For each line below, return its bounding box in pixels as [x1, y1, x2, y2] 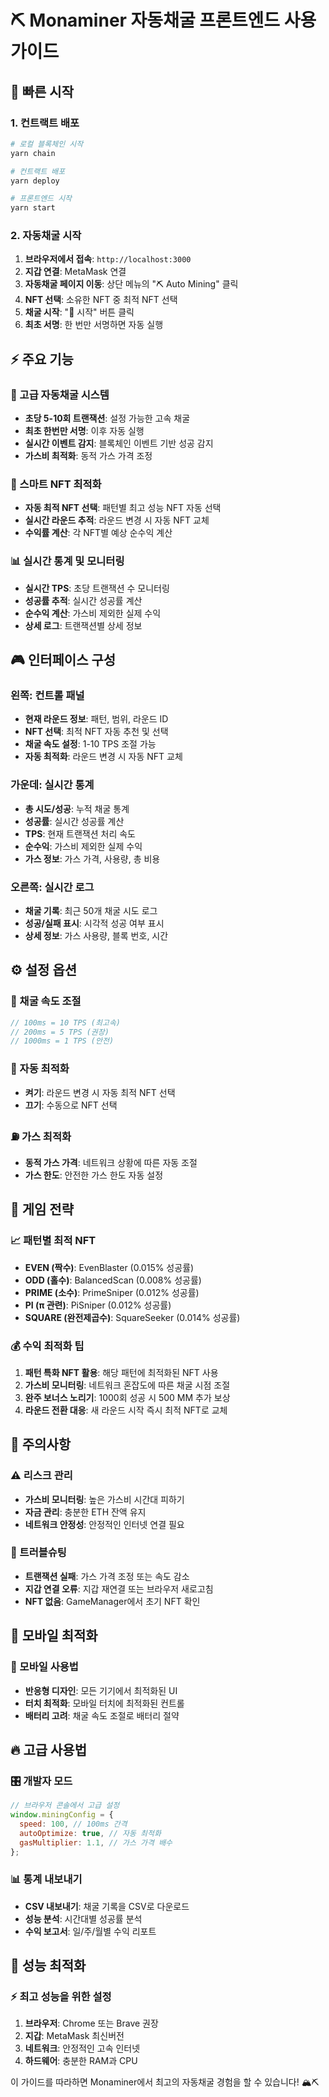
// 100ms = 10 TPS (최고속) [10, 1017, 121, 1028]
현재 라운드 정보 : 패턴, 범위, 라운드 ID [24, 713, 169, 725]
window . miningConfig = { [10, 1810, 114, 1820]
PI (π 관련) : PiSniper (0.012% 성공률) [24, 1299, 172, 1311]
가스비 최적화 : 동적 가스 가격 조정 [24, 450, 153, 462]
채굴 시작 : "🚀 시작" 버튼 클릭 [24, 306, 135, 318]
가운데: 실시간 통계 [10, 778, 95, 792]
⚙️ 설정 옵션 [10, 962, 78, 979]
